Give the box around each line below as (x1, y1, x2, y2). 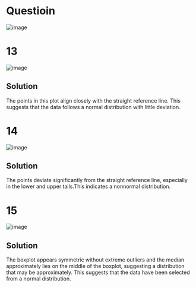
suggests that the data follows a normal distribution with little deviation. (6, 103, 181, 110)
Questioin (6, 4, 55, 18)
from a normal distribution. (6, 275, 71, 282)
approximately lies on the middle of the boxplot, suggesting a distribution (6, 263, 185, 270)
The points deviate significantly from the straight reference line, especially (6, 177, 188, 184)
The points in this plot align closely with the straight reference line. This (6, 97, 181, 104)
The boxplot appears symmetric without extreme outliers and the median (6, 256, 185, 263)
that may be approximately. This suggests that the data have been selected (6, 269, 190, 276)
